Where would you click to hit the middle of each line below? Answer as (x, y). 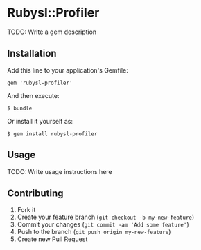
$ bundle (20, 108)
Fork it (26, 210)
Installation (32, 54)
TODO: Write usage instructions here (60, 171)
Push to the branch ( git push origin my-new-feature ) (94, 232)
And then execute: (33, 95)
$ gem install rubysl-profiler (52, 134)
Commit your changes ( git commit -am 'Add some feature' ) (103, 224)
